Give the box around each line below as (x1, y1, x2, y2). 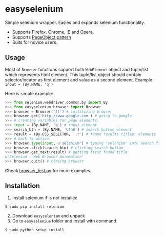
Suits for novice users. (12, 39, 58, 45)
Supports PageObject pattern (12, 34, 72, 40)
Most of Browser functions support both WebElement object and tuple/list (5, 66, 149, 72)
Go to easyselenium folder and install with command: (12, 218, 118, 224)
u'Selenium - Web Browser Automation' (5, 155, 84, 159)
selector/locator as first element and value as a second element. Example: (5, 77, 154, 82)
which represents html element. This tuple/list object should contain (5, 72, 142, 78)
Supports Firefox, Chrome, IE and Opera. (12, 29, 94, 35)
